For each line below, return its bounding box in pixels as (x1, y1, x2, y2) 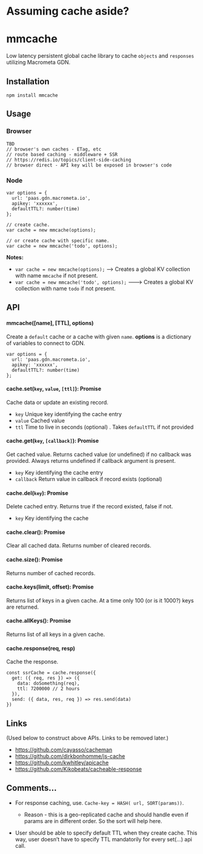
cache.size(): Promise (6, 556, 63, 563)
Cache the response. (6, 658, 59, 666)
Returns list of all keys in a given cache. (6, 630, 105, 638)
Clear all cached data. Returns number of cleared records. (6, 542, 151, 549)
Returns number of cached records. (6, 569, 96, 576)
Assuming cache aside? (6, 4, 130, 18)
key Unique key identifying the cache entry (15, 410, 122, 417)
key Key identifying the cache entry (15, 469, 104, 476)
